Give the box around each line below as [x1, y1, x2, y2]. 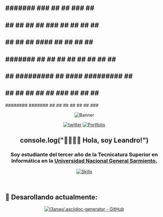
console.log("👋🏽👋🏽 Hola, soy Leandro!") [20, 136, 149, 144]
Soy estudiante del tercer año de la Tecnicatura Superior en [10, 151, 158, 158]
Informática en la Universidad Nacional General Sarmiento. [11, 157, 157, 164]
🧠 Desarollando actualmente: [5, 192, 98, 201]
